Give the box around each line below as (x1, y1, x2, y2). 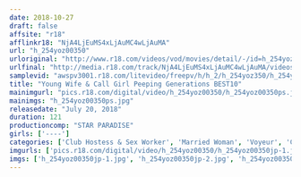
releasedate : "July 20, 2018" (9, 105, 123, 114)
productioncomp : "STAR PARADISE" (9, 122, 134, 131)
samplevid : (9, 72, 50, 80)
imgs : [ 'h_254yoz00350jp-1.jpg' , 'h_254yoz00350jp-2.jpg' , (9, 154, 235, 164)
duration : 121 (9, 113, 63, 122)
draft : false (9, 21, 58, 30)
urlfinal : (9, 63, 47, 72)
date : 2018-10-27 (9, 13, 74, 22)
